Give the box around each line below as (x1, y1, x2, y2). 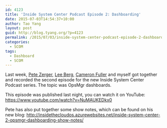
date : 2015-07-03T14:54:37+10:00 (5, 16, 75, 21)
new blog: (5, 112, 26, 118)
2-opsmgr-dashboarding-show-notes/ (5, 117, 84, 123)
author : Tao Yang (5, 21, 41, 26)
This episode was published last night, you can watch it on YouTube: (5, 92, 146, 98)
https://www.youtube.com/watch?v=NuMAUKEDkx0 (5, 97, 112, 103)
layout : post (5, 26, 32, 31)
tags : (5, 49, 16, 54)
